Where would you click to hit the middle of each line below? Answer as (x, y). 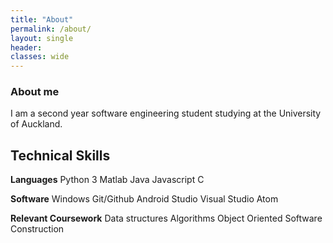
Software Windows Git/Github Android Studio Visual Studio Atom (144, 199)
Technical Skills (60, 155)
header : (26, 47)
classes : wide (40, 57)
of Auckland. (36, 124)
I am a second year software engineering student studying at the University (166, 113)
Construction (37, 229)
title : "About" (42, 19)
